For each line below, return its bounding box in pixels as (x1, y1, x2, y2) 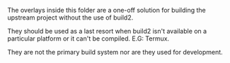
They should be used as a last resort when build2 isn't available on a (7, 27, 207, 35)
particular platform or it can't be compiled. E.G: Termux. (7, 34, 170, 43)
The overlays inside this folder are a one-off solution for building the (7, 6, 207, 14)
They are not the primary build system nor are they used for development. (7, 48, 223, 56)
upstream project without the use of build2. (7, 13, 134, 22)
